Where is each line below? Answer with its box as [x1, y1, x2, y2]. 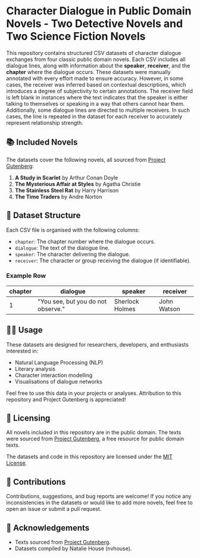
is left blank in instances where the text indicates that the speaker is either [6, 94, 189, 101]
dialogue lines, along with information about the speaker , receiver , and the [6, 62, 190, 69]
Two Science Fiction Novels [6, 30, 146, 43]
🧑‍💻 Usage [6, 325, 43, 335]
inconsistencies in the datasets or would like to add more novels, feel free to [6, 499, 193, 506]
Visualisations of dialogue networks [14, 378, 102, 385]
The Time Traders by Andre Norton [14, 193, 102, 200]
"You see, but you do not [37, 297, 107, 305]
